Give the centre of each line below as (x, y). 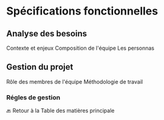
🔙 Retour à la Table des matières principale (60, 111)
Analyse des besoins (47, 34)
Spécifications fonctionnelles (82, 11)
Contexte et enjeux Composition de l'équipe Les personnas (80, 48)
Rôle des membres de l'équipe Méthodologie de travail (75, 82)
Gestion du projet (40, 67)
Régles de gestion (33, 97)
